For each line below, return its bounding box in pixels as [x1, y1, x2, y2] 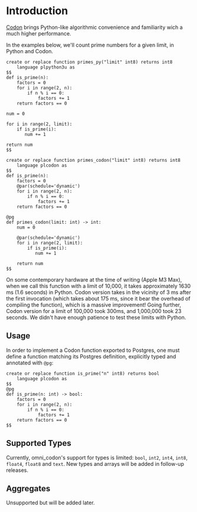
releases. [6, 467, 28, 474]
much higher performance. [6, 30, 72, 37]
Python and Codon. [6, 47, 54, 54]
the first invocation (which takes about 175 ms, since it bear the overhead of [6, 295, 191, 302]
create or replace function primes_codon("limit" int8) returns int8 [6, 157, 181, 163]
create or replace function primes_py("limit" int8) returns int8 [6, 59, 173, 65]
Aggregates [6, 483, 51, 494]
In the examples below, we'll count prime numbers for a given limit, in [6, 41, 174, 48]
